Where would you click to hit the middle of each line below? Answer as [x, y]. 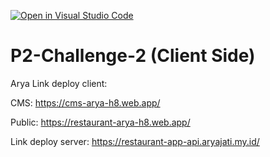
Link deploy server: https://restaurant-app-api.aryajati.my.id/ [135, 141]
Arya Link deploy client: [59, 83]
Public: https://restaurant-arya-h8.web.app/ [100, 122]
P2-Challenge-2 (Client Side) [133, 56]
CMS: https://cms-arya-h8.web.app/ [85, 102]
